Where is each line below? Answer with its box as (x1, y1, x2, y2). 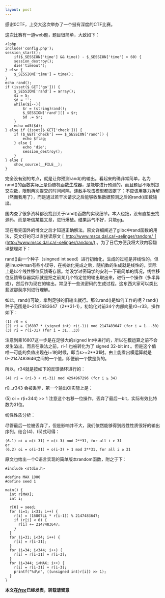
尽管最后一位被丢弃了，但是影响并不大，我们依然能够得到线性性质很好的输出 (5, 422, 160, 428)
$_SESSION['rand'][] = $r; (23, 110, 78, 115)
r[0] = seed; (9, 505, 36, 510)
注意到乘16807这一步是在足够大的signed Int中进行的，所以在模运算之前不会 (5, 337, 158, 343)
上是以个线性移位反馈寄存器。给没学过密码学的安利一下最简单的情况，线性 (5, 268, 156, 274)
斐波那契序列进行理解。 (5, 286, 53, 292)
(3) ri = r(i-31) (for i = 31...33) (5, 328, 80, 333)
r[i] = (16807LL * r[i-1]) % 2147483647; (14, 513, 100, 518)
